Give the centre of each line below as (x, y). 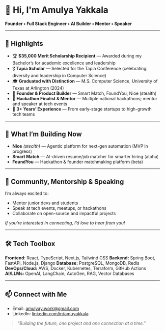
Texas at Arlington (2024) (38, 88)
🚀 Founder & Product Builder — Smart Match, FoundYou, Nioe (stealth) (84, 93)
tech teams (24, 114)
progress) (22, 151)
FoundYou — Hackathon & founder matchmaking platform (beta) (78, 162)
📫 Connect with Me (36, 294)
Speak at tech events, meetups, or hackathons (59, 208)
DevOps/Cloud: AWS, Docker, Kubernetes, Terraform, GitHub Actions (76, 268)
